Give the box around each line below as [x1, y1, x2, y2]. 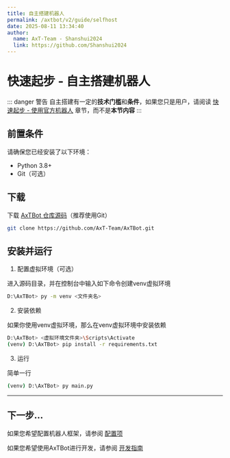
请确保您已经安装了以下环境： [7, 147, 91, 156]
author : [7, 29, 29, 36]
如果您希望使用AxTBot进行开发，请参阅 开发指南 [7, 444, 144, 452]
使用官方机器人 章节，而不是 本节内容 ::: [31, 106, 142, 114]
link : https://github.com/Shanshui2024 [13, 42, 127, 49]
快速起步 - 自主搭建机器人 [7, 73, 151, 89]
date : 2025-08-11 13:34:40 [7, 23, 84, 29]
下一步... [7, 409, 44, 422]
